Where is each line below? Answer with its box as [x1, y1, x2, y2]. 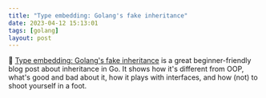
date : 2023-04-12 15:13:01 [8, 19, 99, 27]
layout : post [8, 33, 52, 42]
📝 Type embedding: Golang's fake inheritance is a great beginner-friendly [8, 56, 252, 65]
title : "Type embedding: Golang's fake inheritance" [8, 11, 188, 20]
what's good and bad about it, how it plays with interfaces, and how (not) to [8, 73, 258, 82]
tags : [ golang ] [8, 26, 59, 34]
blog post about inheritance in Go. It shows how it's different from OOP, [8, 65, 244, 74]
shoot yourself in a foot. [8, 81, 87, 91]
